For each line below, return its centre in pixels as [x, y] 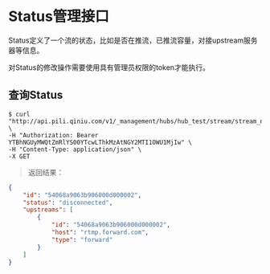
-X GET [19, 156]
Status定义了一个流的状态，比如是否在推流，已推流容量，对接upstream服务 [133, 40]
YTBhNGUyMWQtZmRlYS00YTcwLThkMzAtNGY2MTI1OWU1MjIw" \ [100, 142]
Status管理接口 [59, 16]
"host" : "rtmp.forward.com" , [100, 232]
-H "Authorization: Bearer [53, 135]
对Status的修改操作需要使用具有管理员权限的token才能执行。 [109, 67]
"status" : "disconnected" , [68, 202]
